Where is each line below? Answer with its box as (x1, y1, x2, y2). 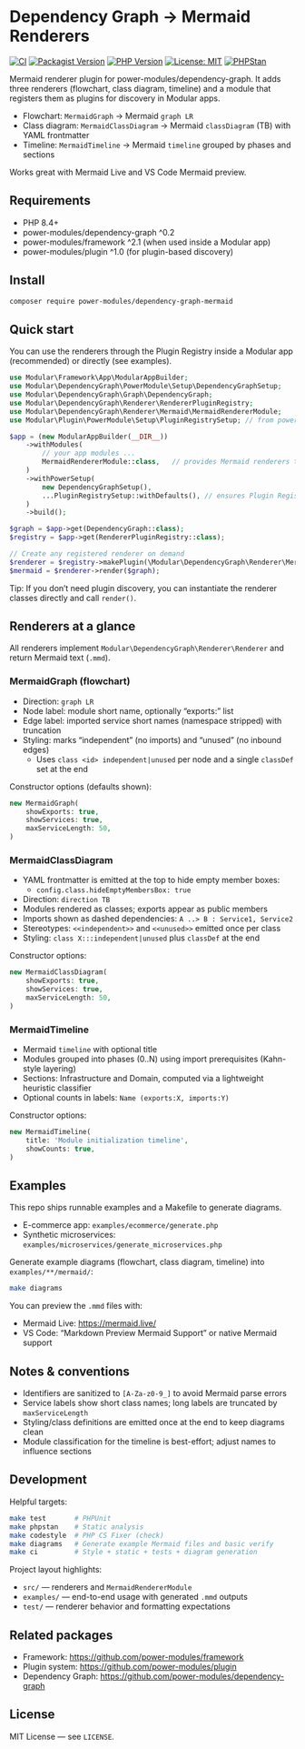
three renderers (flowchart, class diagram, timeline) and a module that (9, 83, 271, 94)
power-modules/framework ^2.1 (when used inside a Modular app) (22, 236, 271, 247)
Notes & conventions (9, 1363, 130, 1379)
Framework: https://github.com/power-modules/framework (22, 1652, 244, 1663)
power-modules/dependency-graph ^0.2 (22, 226, 175, 237)
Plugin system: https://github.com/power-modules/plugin (22, 1662, 238, 1673)
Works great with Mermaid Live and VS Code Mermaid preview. (9, 166, 247, 177)
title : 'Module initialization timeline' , (25, 1135, 189, 1145)
